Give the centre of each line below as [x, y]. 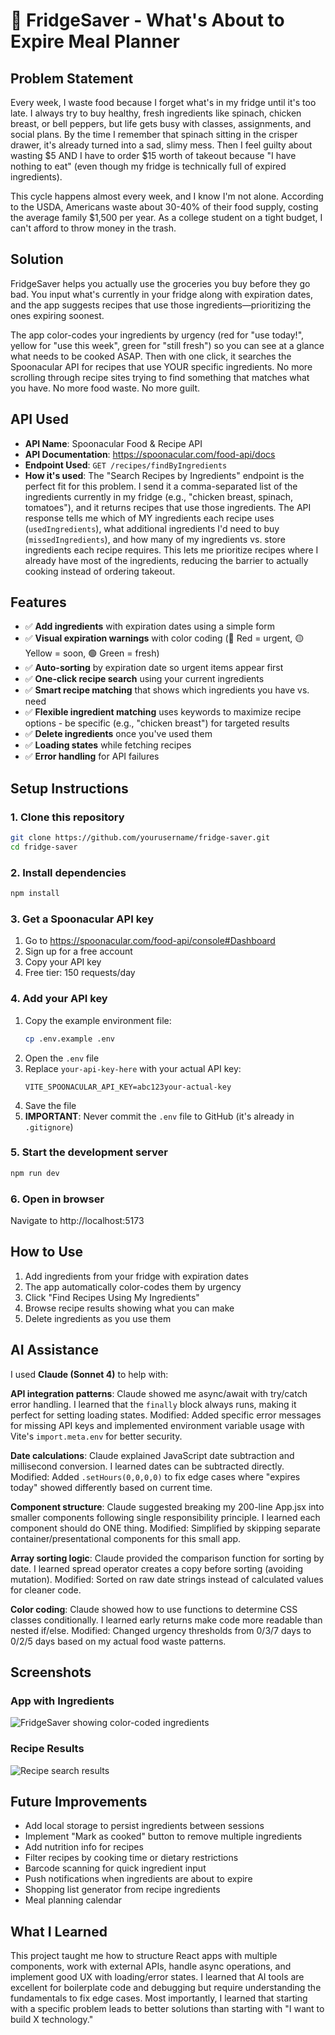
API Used [40, 419]
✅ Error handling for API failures [92, 756]
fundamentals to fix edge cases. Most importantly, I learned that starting [159, 1998]
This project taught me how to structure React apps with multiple [144, 1956]
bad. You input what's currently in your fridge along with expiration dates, [161, 294]
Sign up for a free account [78, 951]
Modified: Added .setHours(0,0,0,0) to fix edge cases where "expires [155, 1476]
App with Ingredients [62, 1701]
